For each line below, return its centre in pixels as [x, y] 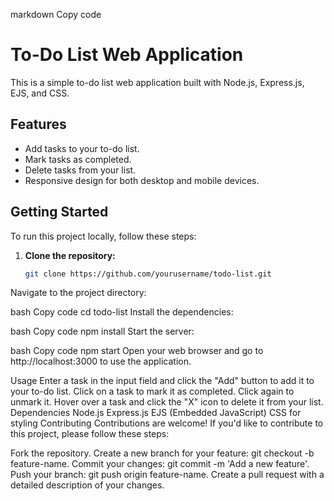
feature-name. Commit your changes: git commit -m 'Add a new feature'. [160, 464]
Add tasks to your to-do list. [82, 148]
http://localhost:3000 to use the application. [101, 361]
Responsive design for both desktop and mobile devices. [142, 180]
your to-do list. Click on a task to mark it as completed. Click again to [152, 391]
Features [38, 124]
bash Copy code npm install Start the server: [102, 331]
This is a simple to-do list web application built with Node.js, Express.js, [157, 82]
